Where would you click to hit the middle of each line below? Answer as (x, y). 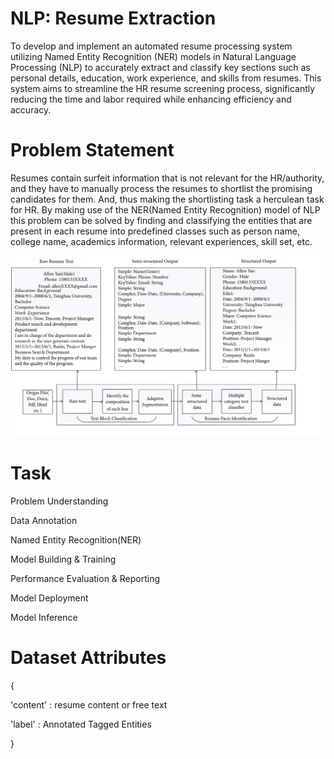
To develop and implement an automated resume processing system (151, 46)
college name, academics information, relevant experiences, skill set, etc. (161, 241)
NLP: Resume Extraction (113, 18)
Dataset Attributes (88, 657)
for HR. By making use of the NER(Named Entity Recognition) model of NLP (165, 209)
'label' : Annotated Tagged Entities (81, 724)
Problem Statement (92, 150)
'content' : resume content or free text (89, 704)
